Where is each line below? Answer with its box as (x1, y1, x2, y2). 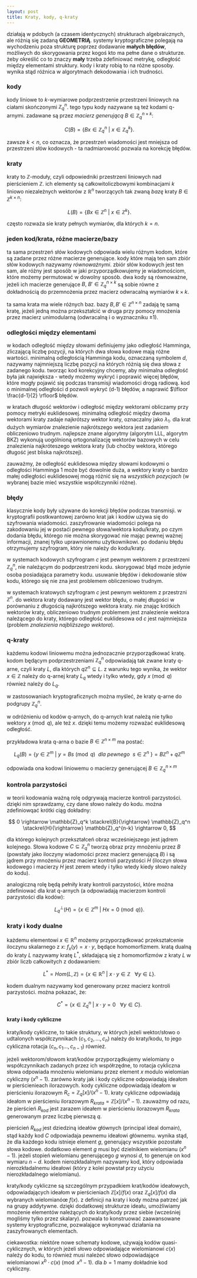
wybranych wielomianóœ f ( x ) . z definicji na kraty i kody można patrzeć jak (6, 1196, 188, 1204)
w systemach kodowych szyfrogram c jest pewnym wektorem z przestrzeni (6, 556, 190, 563)
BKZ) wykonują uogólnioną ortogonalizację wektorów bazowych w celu (6, 436, 180, 443)
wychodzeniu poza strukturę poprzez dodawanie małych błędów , (6, 42, 166, 50)
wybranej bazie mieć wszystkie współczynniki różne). (6, 479, 137, 486)
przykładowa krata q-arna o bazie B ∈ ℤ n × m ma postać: (6, 737, 145, 745)
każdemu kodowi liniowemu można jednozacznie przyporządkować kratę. (6, 650, 186, 657)
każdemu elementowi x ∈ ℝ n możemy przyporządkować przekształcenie (6, 935, 184, 943)
